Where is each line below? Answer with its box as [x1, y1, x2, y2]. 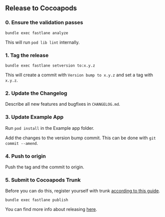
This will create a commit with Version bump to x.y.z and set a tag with [5, 72, 153, 78]
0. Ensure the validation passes [5, 19, 84, 26]
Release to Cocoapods [5, 4, 77, 13]
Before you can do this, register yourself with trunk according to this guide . [5, 188, 160, 194]
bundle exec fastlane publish [5, 197, 69, 202]
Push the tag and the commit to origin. [5, 164, 84, 170]
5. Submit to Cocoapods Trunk [5, 176, 81, 183]
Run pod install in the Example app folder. [5, 125, 94, 131]
